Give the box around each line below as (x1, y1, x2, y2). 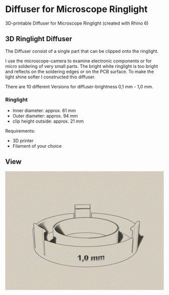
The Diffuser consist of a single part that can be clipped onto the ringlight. (5, 48, 159, 54)
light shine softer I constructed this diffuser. (5, 74, 96, 80)
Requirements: (5, 128, 35, 134)
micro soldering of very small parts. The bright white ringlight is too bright (5, 63, 158, 69)
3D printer (12, 138, 34, 144)
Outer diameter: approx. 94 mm (12, 113, 78, 119)
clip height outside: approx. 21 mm (12, 118, 84, 124)
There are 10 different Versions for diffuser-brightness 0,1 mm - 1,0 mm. (5, 83, 153, 89)
